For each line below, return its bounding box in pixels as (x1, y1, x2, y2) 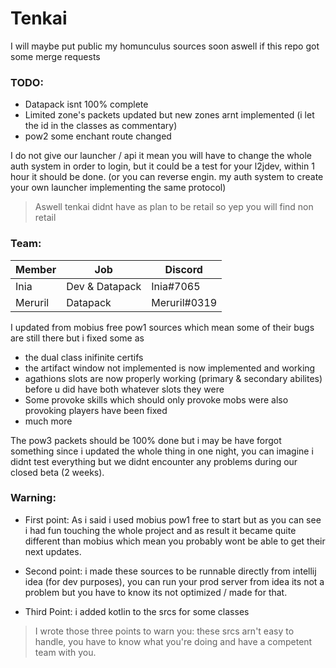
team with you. (34, 646, 97, 658)
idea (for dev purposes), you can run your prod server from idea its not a (24, 575, 325, 587)
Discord (164, 262, 203, 276)
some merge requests (10, 50, 101, 62)
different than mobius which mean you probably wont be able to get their (24, 535, 326, 547)
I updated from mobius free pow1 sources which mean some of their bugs (10, 321, 315, 333)
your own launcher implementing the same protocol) (10, 182, 227, 194)
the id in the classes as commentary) (24, 120, 178, 132)
